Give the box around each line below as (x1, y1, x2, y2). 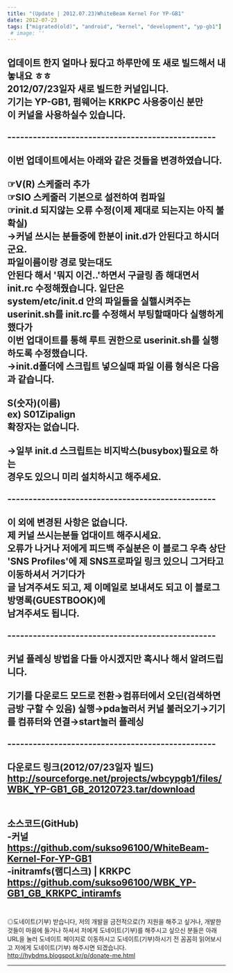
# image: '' (10, 29, 45, 37)
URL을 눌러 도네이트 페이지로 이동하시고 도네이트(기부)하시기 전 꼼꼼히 (7, 935, 198, 943)
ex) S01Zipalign (7, 408, 76, 420)
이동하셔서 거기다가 (7, 568, 85, 580)
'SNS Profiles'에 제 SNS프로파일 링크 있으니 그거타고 (7, 556, 224, 567)
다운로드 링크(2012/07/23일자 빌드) (7, 761, 154, 773)
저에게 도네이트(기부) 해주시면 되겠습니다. (14, 944, 127, 952)
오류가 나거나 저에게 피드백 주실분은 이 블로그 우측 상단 (7, 542, 226, 554)
